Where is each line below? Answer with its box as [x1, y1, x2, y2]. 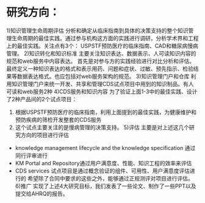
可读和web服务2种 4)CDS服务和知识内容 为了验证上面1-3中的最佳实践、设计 [6, 88, 198, 95]
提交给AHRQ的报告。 [15, 190, 68, 197]
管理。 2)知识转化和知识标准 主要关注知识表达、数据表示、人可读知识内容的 [6, 49, 196, 57]
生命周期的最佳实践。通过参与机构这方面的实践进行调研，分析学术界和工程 [11, 34, 199, 41]
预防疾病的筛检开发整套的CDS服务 [15, 116, 102, 123]
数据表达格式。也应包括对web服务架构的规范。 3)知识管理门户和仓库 [16, 73, 190, 80]
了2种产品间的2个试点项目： [6, 95, 77, 102]
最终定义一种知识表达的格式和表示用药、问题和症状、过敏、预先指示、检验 [6, 65, 193, 72]
